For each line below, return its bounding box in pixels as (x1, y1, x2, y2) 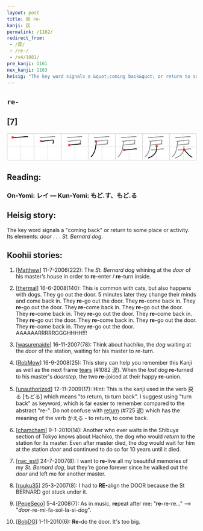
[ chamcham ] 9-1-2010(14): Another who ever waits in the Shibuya (15, 426, 179, 433)
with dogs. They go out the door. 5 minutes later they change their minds (15, 291, 196, 298)
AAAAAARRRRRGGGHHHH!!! (15, 329, 87, 336)
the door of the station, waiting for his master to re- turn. (15, 347, 155, 354)
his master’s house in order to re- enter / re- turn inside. (15, 272, 151, 280)
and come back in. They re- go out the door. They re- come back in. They (15, 297, 196, 304)
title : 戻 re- (7, 16, 42, 22)
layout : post (7, 10, 40, 16)
